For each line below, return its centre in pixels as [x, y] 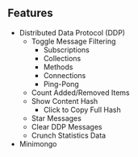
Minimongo [38, 143]
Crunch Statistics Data [69, 135]
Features [30, 13]
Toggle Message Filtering [73, 41]
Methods [58, 67]
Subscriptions [67, 50]
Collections [62, 58]
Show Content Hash [65, 101]
